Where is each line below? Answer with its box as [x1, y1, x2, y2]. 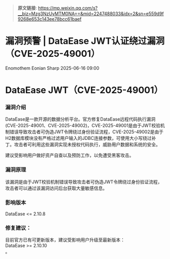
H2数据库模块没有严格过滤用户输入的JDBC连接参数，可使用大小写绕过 [5, 135, 152, 141]
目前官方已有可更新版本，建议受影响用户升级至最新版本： [5, 237, 125, 243]
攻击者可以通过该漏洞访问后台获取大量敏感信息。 [5, 185, 107, 191]
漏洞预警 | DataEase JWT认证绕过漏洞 [5, 35, 165, 47]
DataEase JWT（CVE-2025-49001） [5, 85, 163, 96]
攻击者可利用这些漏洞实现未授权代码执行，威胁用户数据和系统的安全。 [14, 141, 160, 147]
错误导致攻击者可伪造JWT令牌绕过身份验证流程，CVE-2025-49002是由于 [9, 129, 163, 135]
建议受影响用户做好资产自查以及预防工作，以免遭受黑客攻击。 [5, 152, 134, 159]
